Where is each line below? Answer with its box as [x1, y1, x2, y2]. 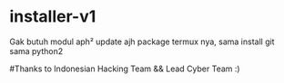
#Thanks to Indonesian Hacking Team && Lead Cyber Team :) [9, 63, 240, 74]
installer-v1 [9, 6, 96, 27]
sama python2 [9, 45, 64, 56]
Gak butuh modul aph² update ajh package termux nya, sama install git [9, 36, 275, 47]
